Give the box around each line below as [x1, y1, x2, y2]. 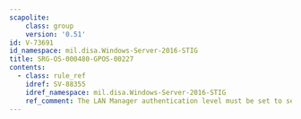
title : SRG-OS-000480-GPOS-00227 [9, 55, 134, 64]
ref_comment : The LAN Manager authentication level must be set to [25, 96, 282, 106]
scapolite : [9, 13, 50, 22]
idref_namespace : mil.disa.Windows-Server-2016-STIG [25, 88, 227, 97]
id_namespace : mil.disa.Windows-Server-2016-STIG [9, 47, 199, 55]
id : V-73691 [9, 38, 54, 47]
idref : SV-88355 [25, 80, 87, 89]
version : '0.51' [25, 30, 87, 38]
